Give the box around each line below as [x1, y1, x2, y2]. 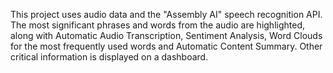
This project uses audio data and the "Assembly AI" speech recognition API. [10, 9, 323, 20]
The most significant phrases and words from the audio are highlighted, [10, 19, 306, 31]
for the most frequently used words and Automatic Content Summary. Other [10, 40, 323, 52]
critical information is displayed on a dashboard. [10, 51, 209, 63]
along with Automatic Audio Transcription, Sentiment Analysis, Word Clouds [10, 30, 323, 41]
